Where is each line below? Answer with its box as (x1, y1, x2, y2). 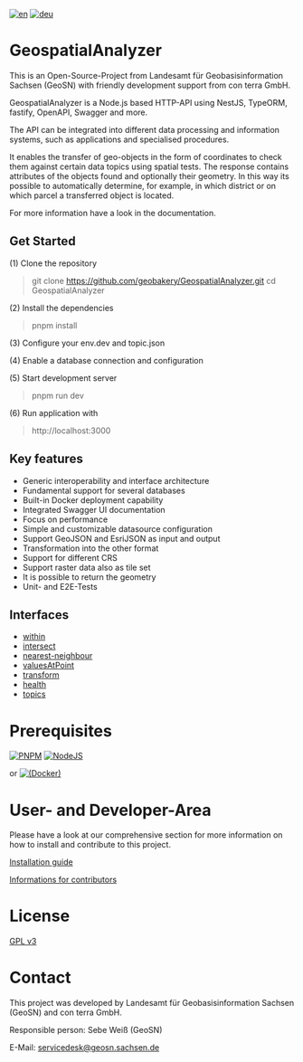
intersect (22, 640, 56, 651)
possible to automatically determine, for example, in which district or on (9, 180, 277, 191)
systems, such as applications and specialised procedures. (9, 134, 230, 145)
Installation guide (9, 857, 74, 868)
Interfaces (9, 607, 70, 622)
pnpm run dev (31, 390, 84, 401)
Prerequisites (9, 720, 113, 741)
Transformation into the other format (22, 543, 159, 554)
